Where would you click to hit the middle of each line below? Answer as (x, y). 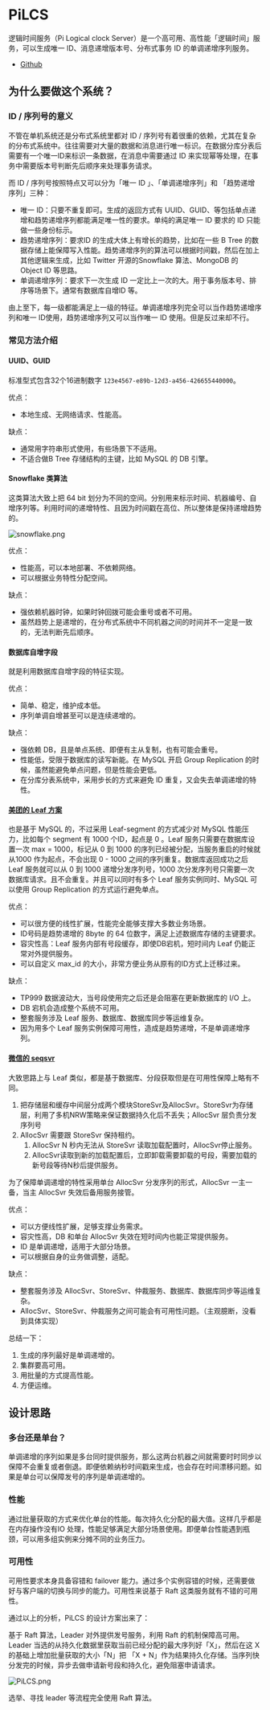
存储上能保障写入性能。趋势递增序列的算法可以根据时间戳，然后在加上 (143, 250)
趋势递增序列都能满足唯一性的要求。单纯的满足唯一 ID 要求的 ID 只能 (147, 219)
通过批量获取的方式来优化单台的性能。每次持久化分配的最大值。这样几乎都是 (135, 1519)
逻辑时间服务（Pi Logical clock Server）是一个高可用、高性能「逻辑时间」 (131, 38)
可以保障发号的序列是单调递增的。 (92, 1477)
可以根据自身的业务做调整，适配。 (76, 1257)
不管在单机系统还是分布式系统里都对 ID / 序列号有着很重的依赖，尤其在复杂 (132, 135)
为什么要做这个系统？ (61, 91)
